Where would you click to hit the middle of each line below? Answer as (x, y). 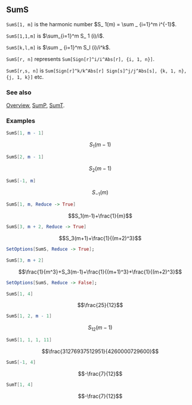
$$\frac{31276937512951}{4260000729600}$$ (100, 351)
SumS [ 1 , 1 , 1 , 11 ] (29, 340)
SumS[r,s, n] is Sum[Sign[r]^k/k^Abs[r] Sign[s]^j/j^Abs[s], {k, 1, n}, (96, 70)
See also (19, 92)
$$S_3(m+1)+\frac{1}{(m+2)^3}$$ (100, 238)
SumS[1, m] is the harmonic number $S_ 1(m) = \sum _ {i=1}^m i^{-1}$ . (92, 24)
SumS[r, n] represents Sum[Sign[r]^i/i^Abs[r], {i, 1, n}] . (80, 59)
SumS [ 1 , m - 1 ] (25, 133)
